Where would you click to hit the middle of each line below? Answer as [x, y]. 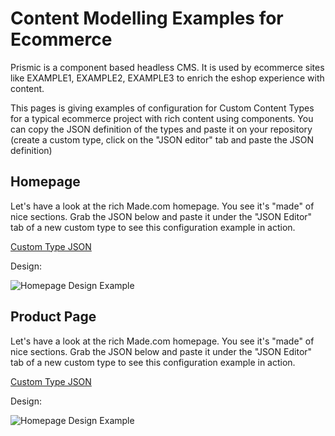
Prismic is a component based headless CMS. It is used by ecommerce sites [167, 67]
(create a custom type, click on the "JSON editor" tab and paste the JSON [162, 139]
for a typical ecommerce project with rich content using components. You [162, 118]
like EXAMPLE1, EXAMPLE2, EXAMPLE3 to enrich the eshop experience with [167, 78]
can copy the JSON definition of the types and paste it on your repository [161, 129]
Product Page [53, 317]
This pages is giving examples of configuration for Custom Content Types [162, 108]
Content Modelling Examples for [147, 18]
